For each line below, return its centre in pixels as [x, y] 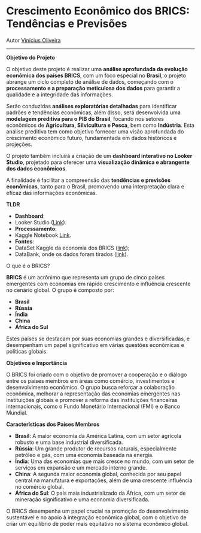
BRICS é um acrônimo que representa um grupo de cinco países [86, 277]
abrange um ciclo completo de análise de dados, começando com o [90, 81]
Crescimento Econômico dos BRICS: [98, 11]
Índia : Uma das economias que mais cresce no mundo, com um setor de [104, 461]
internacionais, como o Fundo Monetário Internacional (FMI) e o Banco [93, 406]
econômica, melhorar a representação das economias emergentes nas [93, 394]
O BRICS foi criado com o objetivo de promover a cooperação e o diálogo [97, 374]
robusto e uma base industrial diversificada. [69, 442]
